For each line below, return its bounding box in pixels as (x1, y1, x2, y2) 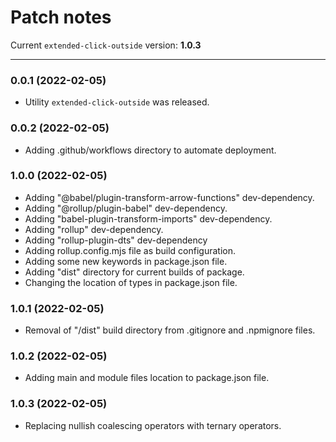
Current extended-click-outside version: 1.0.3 (10, 39, 202, 51)
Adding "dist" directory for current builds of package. (24, 266, 245, 278)
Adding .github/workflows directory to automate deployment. (24, 144, 277, 156)
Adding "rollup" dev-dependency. (24, 223, 164, 235)
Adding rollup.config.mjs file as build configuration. (24, 244, 237, 256)
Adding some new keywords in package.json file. (24, 255, 228, 267)
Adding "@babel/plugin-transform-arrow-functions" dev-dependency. (24, 191, 315, 203)
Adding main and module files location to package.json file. (24, 372, 270, 384)
